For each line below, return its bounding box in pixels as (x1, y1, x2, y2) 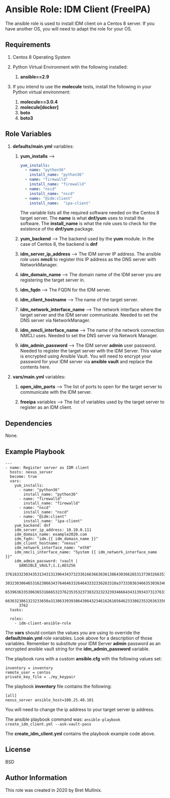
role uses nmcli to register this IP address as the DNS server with (20, 257, 156, 263)
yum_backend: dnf (14, 523, 51, 528)
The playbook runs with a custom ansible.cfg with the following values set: (5, 656, 162, 662)
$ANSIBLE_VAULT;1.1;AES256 (18, 563, 76, 568)
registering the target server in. (20, 277, 85, 283)
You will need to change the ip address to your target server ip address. (5, 707, 155, 713)
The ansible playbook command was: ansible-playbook (5, 716, 120, 722)
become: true (10, 474, 37, 480)
